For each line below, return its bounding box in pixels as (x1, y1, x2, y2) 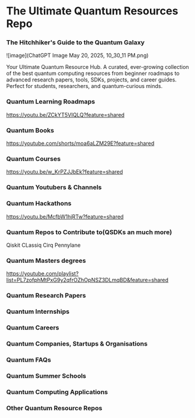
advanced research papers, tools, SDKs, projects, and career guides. (6, 76, 177, 83)
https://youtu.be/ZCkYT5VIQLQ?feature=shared (6, 111, 125, 118)
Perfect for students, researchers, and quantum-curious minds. (6, 83, 163, 90)
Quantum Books (6, 126, 55, 134)
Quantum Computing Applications (6, 387, 108, 396)
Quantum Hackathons (6, 199, 72, 208)
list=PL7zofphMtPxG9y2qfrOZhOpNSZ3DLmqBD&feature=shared (6, 277, 169, 284)
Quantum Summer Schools (6, 371, 86, 380)
